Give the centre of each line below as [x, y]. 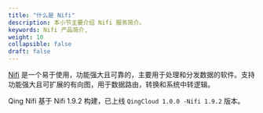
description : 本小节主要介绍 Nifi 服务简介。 [77, 23]
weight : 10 [26, 37]
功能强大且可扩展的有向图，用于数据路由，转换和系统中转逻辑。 [111, 84]
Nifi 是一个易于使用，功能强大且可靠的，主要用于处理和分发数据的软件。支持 [131, 74]
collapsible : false [40, 44]
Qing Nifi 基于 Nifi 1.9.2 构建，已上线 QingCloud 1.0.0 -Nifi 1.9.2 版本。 [126, 101]
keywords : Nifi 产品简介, [48, 30]
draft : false [29, 51]
